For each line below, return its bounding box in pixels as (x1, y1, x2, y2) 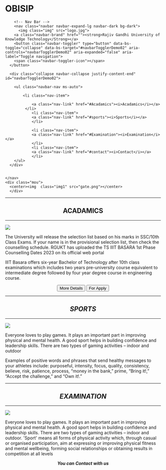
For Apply (88, 286, 107, 291)
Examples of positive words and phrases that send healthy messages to (5, 357, 152, 363)
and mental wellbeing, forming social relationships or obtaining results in (5, 446, 153, 452)
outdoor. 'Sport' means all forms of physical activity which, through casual (5, 435, 157, 441)
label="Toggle (5, 54, 35, 59)
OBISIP (5, 3, 34, 14)
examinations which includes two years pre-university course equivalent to (5, 264, 158, 270)
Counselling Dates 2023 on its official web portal (5, 249, 105, 255)
